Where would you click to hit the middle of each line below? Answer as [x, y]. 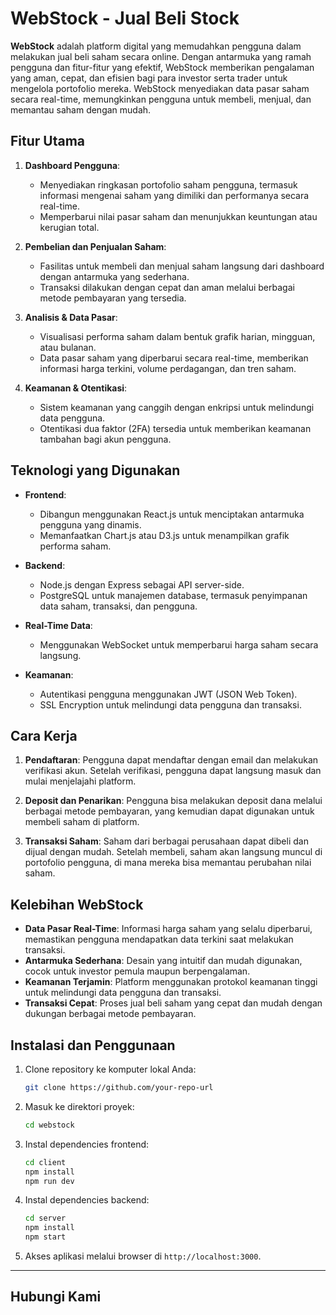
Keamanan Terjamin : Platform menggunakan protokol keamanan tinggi [171, 982]
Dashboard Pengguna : [72, 165]
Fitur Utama [48, 141]
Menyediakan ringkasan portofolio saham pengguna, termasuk [168, 184]
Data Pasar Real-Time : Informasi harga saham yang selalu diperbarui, [168, 929]
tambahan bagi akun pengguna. [105, 439]
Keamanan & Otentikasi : [76, 388]
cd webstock [49, 1125]
